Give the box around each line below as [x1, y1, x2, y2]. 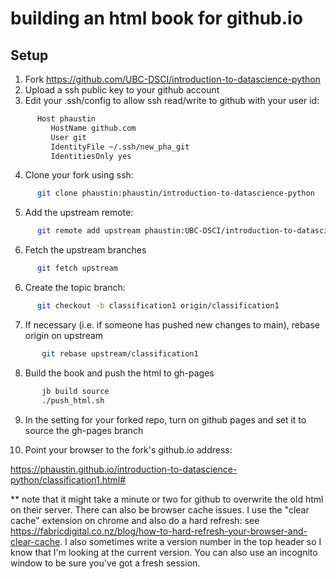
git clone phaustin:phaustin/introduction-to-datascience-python [36, 188, 315, 199]
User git [50, 132, 87, 142]
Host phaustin [36, 114, 97, 124]
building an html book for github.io [10, 7, 303, 30]
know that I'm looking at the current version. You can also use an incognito [10, 546, 318, 558]
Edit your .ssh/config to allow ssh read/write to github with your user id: [24, 95, 320, 106]
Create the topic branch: [24, 282, 126, 293]
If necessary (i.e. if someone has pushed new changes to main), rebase [24, 318, 321, 331]
